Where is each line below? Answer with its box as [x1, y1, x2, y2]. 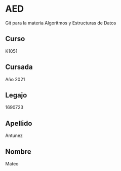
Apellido [5, 119, 32, 127]
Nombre [5, 147, 31, 156]
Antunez [5, 132, 23, 139]
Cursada [5, 63, 33, 72]
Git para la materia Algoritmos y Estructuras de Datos [5, 20, 116, 26]
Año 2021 [5, 76, 25, 82]
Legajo [5, 91, 27, 99]
